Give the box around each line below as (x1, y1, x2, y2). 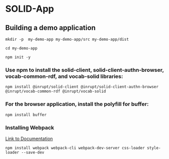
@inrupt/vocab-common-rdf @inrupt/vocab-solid (5, 89, 106, 94)
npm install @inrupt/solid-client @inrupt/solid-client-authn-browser (5, 85, 159, 90)
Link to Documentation (5, 136, 53, 142)
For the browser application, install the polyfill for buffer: (5, 100, 149, 108)
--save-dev (21, 150, 44, 155)
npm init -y (5, 55, 31, 60)
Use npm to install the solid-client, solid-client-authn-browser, (5, 66, 164, 73)
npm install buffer (5, 112, 47, 117)
